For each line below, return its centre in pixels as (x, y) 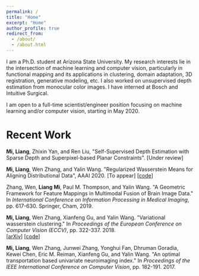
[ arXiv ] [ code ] (23, 236)
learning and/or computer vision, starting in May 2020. (73, 111)
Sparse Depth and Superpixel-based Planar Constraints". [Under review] (95, 157)
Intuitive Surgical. (27, 93)
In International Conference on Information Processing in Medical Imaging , (98, 199)
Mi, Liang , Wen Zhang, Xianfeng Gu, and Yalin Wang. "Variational (86, 217)
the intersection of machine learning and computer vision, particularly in (94, 68)
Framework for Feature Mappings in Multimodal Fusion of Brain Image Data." (100, 193)
